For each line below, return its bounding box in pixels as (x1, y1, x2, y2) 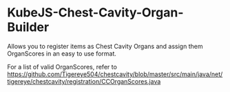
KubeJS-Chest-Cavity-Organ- (7, 5, 184, 21)
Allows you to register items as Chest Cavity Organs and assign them (7, 42, 203, 50)
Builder (7, 19, 50, 35)
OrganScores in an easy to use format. (7, 49, 117, 58)
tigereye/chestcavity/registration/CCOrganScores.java (7, 77, 161, 85)
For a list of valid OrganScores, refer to (7, 62, 117, 71)
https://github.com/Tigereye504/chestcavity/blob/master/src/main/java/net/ (7, 70, 223, 78)
